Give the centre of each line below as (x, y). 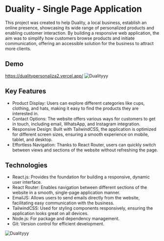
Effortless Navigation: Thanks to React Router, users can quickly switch (84, 145)
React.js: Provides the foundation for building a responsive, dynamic (81, 177)
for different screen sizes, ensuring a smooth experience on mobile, (81, 134)
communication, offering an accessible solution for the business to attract (79, 43)
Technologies (26, 165)
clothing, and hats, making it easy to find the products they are (75, 108)
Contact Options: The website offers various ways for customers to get (84, 119)
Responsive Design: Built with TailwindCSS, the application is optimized (84, 129)
